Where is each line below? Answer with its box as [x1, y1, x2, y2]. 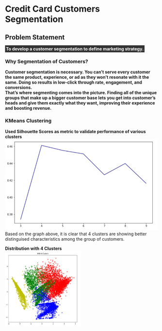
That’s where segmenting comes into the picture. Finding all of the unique [5, 90, 157, 96]
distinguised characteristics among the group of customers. [5, 236, 125, 242]
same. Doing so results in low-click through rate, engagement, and [5, 79, 142, 86]
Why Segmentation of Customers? [5, 58, 88, 65]
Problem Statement [5, 33, 65, 41]
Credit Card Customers [5, 3, 100, 15]
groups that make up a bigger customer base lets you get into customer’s [5, 95, 156, 101]
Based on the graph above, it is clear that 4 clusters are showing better [5, 231, 147, 237]
